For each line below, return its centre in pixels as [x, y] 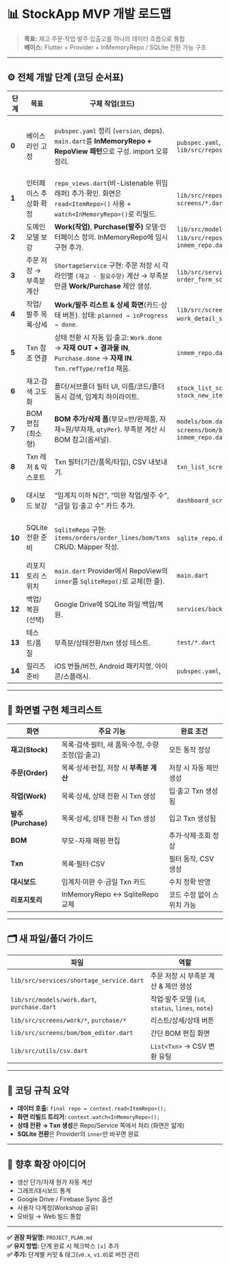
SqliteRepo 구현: [80, 529]
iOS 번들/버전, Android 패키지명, [104, 666]
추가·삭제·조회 [190, 835]
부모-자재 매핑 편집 [91, 840]
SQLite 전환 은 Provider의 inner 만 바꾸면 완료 [78, 1134]
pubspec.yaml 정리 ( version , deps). [109, 130]
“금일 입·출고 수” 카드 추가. [94, 505]
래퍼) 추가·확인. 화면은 [88, 193]
